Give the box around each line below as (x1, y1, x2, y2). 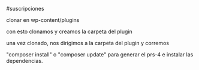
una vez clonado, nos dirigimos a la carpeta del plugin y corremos (6, 40, 170, 46)
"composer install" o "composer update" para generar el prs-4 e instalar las (6, 51, 194, 58)
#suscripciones (6, 5, 44, 12)
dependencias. (6, 58, 43, 64)
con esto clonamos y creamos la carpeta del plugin (6, 28, 133, 35)
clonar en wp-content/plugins (6, 17, 80, 23)
